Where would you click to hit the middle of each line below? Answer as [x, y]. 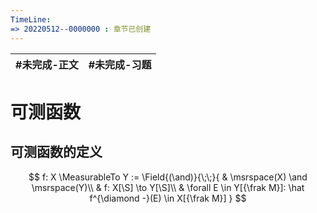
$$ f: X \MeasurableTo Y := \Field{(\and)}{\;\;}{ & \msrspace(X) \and [168, 177]
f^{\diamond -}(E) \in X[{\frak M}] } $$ [168, 198]
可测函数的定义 [56, 152]
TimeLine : [31, 19]
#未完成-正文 [47, 64]
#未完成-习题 [120, 64]
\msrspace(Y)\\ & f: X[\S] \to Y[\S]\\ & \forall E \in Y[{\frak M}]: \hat [168, 187]
